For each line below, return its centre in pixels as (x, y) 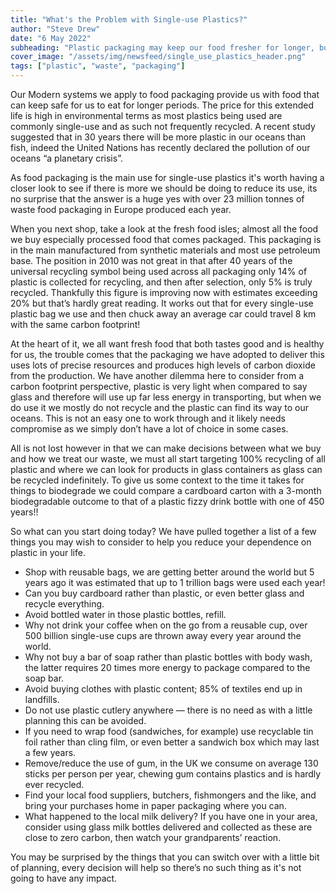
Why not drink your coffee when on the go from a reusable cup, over (166, 625)
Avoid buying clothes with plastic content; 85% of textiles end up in (163, 689)
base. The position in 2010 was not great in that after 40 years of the (151, 260)
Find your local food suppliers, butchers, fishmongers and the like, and (170, 795)
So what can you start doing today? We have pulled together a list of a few (163, 531)
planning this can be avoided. (85, 720)
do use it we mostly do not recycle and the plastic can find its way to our (159, 407)
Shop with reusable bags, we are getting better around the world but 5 (169, 572)
